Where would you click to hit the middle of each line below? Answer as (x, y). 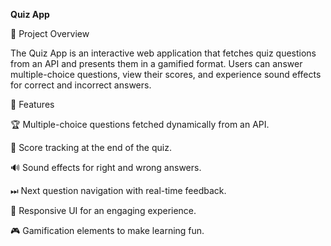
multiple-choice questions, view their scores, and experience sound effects (166, 74)
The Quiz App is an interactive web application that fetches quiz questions (163, 53)
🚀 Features (32, 104)
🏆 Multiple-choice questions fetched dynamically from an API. (140, 124)
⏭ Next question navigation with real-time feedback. (118, 190)
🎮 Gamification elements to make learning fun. (107, 230)
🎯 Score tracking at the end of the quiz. (91, 147)
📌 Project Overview (50, 33)
